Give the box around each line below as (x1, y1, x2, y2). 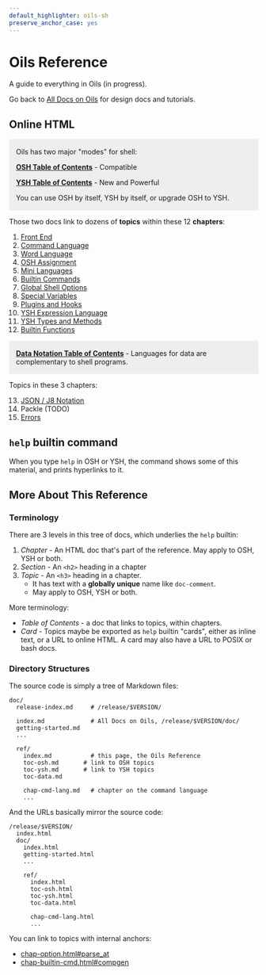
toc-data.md (23, 773, 63, 781)
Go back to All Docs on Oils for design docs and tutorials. (9, 94, 196, 104)
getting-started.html (23, 851, 94, 858)
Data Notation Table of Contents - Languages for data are (16, 348, 207, 357)
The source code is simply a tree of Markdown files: (9, 681, 179, 690)
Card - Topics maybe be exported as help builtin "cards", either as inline (20, 626, 256, 636)
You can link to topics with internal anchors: (9, 934, 152, 943)
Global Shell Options (20, 282, 88, 292)
